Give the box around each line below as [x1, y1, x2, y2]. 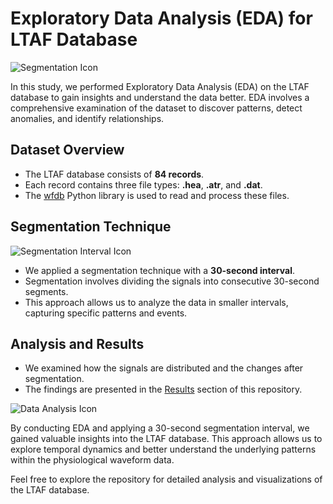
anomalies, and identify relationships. [10, 112, 165, 124]
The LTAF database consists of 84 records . [24, 168, 205, 180]
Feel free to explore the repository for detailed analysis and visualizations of [10, 473, 323, 486]
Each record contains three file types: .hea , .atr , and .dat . [24, 178, 263, 191]
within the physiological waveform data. [10, 454, 175, 466]
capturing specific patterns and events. [24, 307, 188, 319]
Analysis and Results [10, 335, 145, 352]
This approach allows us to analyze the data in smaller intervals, [24, 296, 289, 308]
